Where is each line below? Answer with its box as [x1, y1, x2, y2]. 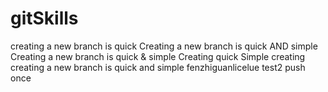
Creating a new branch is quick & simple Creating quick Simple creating [10, 50, 306, 62]
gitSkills [10, 7, 79, 30]
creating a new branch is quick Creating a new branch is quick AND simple [10, 40, 318, 52]
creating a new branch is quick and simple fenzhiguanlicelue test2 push [10, 61, 306, 73]
